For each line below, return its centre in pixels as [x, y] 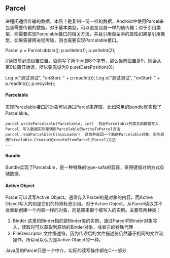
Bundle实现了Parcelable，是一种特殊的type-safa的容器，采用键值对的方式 [83, 167]
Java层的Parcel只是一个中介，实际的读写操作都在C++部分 [66, 250]
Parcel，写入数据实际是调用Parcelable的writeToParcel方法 [63, 129]
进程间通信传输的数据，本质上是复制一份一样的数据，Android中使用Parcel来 [84, 21]
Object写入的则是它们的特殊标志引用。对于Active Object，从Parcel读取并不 [84, 204]
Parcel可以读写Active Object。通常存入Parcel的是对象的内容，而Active [79, 197]
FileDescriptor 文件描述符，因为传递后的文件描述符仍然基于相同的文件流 [88, 233]
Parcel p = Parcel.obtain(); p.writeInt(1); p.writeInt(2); [60, 50]
